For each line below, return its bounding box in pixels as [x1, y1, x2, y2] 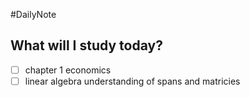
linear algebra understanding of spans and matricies [24, 75, 241, 87]
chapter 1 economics [24, 64, 112, 76]
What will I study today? [10, 37, 163, 54]
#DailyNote [10, 9, 57, 20]
